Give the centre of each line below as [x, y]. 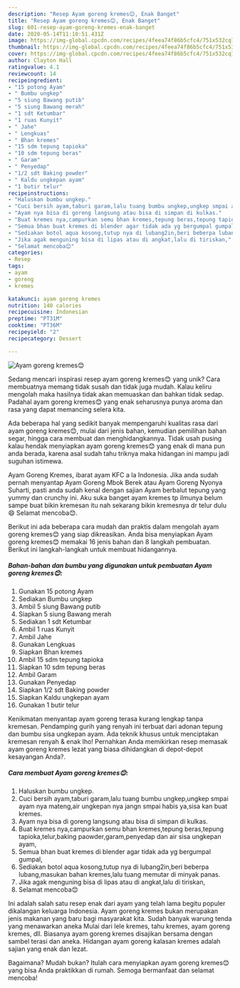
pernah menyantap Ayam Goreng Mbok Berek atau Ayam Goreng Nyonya [115, 482]
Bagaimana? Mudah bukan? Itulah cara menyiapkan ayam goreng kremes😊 [119, 962]
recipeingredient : [35, 80]
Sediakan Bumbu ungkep [55, 599]
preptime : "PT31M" [35, 319]
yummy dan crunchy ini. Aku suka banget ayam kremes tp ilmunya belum [115, 497]
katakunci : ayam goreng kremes [54, 299]
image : [18, 41]
